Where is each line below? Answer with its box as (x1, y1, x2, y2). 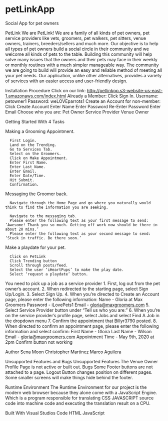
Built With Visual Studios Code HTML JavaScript (5, 410, 105, 416)
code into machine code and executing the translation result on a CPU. (5, 400, 151, 406)
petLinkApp (5, 4, 55, 15)
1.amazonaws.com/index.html (5, 93, 66, 99)
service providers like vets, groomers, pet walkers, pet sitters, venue (5, 35, 146, 41)
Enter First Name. (9, 160, 48, 165)
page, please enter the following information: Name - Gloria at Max (5, 296, 143, 302)
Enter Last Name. (9, 164, 46, 169)
